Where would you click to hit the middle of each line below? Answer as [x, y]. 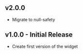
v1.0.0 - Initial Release [39, 35]
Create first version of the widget [45, 46]
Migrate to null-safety [34, 19]
